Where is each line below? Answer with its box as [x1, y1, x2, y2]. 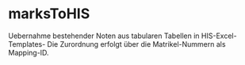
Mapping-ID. [8, 48, 49, 57]
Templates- [8, 39, 46, 48]
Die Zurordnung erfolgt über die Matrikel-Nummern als [47, 39, 226, 48]
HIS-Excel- [201, 31, 237, 40]
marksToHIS [8, 5, 90, 23]
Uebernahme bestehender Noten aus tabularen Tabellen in [8, 31, 200, 40]
